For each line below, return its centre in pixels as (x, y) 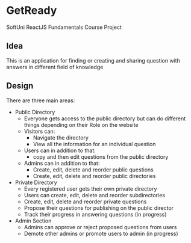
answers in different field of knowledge (55, 67)
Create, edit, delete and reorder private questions (85, 201)
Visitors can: (39, 131)
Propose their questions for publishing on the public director (99, 208)
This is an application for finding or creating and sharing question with (93, 60)
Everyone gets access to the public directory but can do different (105, 118)
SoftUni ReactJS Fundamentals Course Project (64, 27)
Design (20, 86)
